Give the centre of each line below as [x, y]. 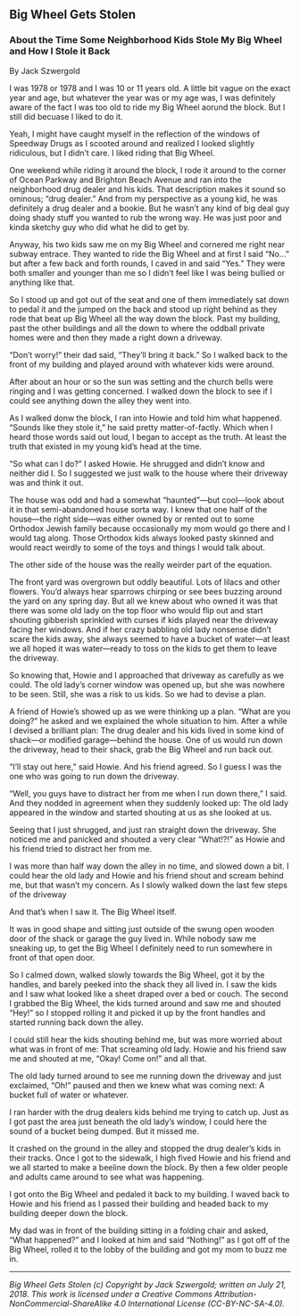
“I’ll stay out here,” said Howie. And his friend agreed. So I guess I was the [146, 766]
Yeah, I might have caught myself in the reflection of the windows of [135, 134]
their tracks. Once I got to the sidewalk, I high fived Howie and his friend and [150, 1158]
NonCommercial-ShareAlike [61, 1304]
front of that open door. [52, 957]
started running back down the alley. [77, 1022]
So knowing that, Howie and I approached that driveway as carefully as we [146, 675]
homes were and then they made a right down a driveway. [116, 337]
